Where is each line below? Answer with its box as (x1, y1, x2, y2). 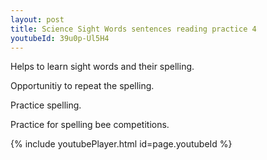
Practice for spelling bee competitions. (10, 119, 170, 131)
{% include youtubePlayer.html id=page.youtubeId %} (10, 138, 233, 150)
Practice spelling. (10, 99, 82, 111)
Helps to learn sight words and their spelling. (10, 61, 195, 73)
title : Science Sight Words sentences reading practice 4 (10, 24, 257, 34)
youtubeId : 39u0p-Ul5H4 (10, 33, 110, 43)
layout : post (10, 14, 65, 25)
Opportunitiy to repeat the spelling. (10, 80, 155, 92)
